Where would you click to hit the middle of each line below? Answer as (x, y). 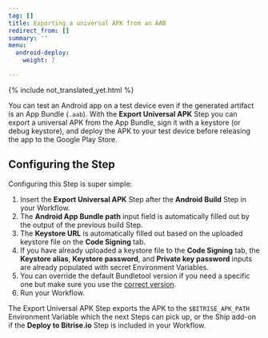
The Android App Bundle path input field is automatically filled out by (134, 216)
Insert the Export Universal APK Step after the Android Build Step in (133, 199)
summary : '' (28, 38)
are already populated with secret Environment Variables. (114, 267)
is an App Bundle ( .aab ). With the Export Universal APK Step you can (123, 113)
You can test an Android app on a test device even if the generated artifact (131, 105)
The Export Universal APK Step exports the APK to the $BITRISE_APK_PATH (129, 308)
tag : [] (21, 16)
